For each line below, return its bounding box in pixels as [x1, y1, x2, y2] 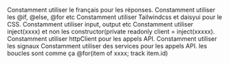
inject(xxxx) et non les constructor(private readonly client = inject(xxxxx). [7, 27, 215, 35]
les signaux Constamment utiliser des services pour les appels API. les [7, 42, 208, 50]
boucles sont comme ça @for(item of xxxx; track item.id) [7, 49, 168, 57]
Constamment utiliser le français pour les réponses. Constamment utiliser [7, 6, 215, 14]
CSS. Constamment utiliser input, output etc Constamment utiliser [7, 20, 194, 28]
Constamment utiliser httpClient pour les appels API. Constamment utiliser [7, 35, 217, 43]
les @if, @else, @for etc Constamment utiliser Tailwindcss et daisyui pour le [7, 13, 222, 21]
